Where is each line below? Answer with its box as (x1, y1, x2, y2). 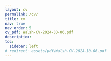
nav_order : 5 (5, 26, 32, 30)
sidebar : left (9, 44, 38, 49)
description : (5, 35, 32, 40)
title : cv (5, 16, 26, 21)
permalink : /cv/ (5, 12, 38, 17)
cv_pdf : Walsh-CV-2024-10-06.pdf (5, 30, 74, 35)
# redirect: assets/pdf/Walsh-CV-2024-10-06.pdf (5, 48, 107, 53)
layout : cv (5, 7, 28, 12)
